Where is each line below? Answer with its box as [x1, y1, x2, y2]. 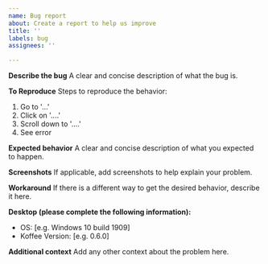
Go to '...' [19, 102, 50, 112]
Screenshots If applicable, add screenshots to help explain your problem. [8, 167, 253, 177]
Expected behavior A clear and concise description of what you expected [8, 143, 254, 153]
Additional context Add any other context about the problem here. [8, 247, 229, 257]
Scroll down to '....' [19, 119, 82, 129]
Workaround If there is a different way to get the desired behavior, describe [8, 183, 260, 193]
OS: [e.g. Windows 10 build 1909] [19, 223, 130, 233]
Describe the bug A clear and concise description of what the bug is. [8, 71, 238, 80]
